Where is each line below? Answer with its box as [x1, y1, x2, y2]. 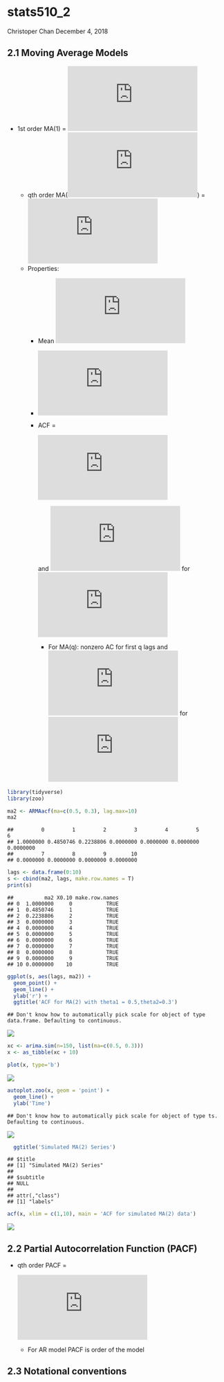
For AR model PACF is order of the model [27, 1345, 145, 1354]
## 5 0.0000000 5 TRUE [7, 930, 119, 937]
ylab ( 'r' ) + [13, 992, 48, 1000]
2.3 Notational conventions [7, 1365, 127, 1377]
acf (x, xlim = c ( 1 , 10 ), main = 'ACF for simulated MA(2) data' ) [7, 1210, 196, 1218]
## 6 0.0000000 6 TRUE [7, 937, 119, 944]
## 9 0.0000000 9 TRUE [7, 955, 119, 962]
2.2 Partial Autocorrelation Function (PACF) [7, 1243, 198, 1255]
